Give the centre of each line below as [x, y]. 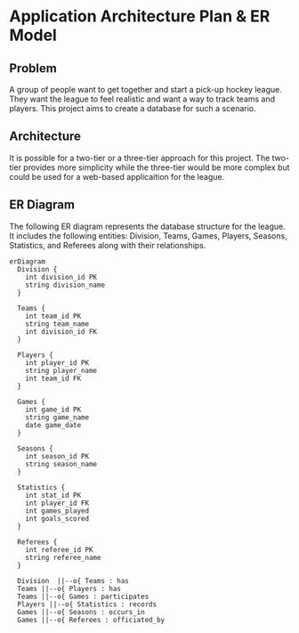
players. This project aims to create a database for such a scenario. [133, 108]
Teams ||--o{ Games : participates [83, 596]
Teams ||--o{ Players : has [69, 588]
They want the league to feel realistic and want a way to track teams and [142, 99]
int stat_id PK [53, 495]
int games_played [57, 511]
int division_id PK [61, 277]
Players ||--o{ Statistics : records [87, 604]
